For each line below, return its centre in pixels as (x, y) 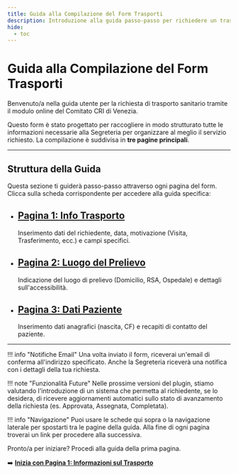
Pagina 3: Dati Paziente (70, 310)
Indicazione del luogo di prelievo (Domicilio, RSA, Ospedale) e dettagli (119, 280)
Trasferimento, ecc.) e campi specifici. (74, 240)
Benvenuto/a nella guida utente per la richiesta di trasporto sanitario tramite (118, 104)
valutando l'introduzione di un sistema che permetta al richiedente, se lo (113, 391)
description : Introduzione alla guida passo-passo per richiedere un (112, 21)
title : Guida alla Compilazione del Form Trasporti (85, 14)
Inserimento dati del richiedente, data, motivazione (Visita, (102, 233)
